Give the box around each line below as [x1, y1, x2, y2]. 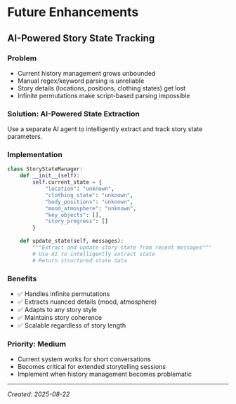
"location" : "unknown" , [44, 185, 114, 193]
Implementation [7, 150, 63, 160]
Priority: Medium [7, 339, 67, 349]
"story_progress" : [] [44, 218, 109, 225]
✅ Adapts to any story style [17, 305, 97, 314]
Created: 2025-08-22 [7, 390, 70, 398]
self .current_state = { [32, 179, 102, 186]
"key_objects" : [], [44, 211, 102, 218]
